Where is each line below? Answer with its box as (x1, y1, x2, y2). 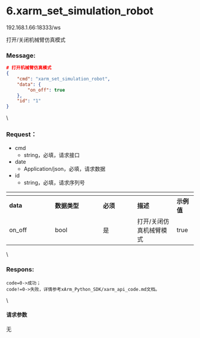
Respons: (6, 265, 35, 274)
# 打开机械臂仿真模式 (6, 65, 52, 71)
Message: (6, 51, 36, 60)
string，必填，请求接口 (23, 151, 80, 158)
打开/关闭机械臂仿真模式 (6, 36, 66, 43)
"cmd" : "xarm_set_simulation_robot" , (17, 76, 111, 82)
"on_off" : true (27, 87, 65, 93)
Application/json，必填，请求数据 (23, 165, 106, 172)
